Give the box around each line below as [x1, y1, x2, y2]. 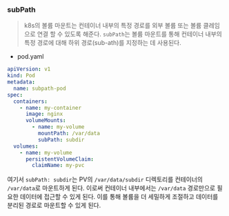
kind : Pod [7, 72, 36, 79]
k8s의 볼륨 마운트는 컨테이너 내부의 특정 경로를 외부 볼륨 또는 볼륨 [23, 21, 202, 30]
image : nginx [25, 110, 63, 118]
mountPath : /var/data [37, 130, 100, 137]
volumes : [13, 143, 39, 150]
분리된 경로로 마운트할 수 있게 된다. [7, 202, 101, 210]
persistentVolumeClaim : [25, 155, 94, 163]
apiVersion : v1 [7, 66, 51, 73]
